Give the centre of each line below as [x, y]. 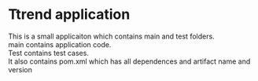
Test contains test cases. [48, 53]
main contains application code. [60, 44]
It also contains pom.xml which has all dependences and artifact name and [129, 61]
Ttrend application [69, 15]
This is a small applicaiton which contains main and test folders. [111, 36]
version [20, 69]
